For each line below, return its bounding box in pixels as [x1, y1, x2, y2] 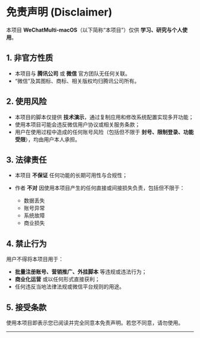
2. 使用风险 [6, 97, 47, 107]
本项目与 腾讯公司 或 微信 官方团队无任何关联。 [14, 70, 131, 77]
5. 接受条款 [6, 302, 46, 312]
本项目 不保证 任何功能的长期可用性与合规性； [14, 172, 128, 179]
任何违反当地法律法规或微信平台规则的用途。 [14, 283, 125, 290]
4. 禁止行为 [6, 238, 47, 249]
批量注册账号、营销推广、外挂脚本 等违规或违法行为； [14, 268, 147, 275]
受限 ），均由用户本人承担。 [14, 135, 80, 143]
